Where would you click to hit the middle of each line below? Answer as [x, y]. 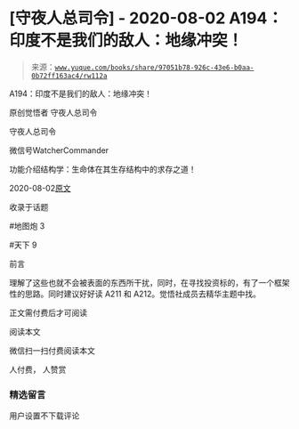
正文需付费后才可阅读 [48, 312]
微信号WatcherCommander [59, 150]
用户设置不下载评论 [44, 416]
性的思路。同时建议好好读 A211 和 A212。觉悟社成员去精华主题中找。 [135, 294]
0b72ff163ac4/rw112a [69, 76]
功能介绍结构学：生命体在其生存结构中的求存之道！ [103, 169]
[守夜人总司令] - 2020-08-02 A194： [146, 18]
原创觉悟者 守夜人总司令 [53, 112]
